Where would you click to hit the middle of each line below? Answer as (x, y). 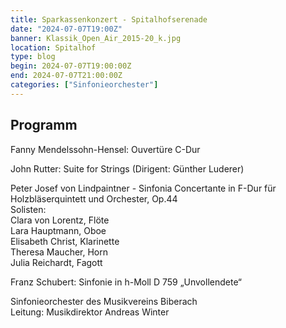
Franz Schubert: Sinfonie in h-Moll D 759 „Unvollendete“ (126, 282)
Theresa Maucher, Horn (59, 252)
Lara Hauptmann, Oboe (58, 230)
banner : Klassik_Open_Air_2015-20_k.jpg (96, 38)
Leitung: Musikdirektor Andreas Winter (90, 312)
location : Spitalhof (53, 47)
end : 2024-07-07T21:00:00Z (66, 76)
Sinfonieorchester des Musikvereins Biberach (104, 301)
